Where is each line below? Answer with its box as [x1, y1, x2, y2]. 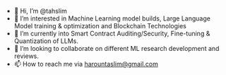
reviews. [13, 52, 39, 60]
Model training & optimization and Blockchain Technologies [13, 22, 187, 30]
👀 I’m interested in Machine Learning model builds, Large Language [13, 14, 210, 23]
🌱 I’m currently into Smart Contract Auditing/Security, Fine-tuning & [13, 29, 210, 37]
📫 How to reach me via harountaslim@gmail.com [13, 60, 159, 68]
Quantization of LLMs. [13, 37, 79, 45]
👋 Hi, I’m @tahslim [13, 7, 67, 15]
